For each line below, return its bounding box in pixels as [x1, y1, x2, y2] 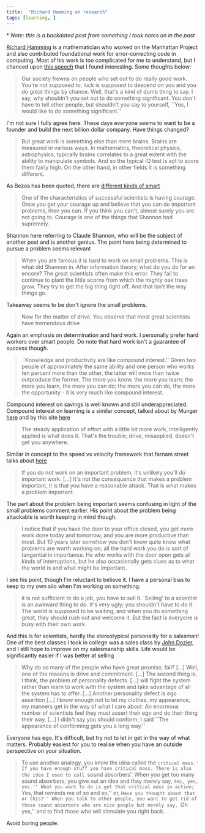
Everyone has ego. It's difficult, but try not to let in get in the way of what [6, 734, 190, 741]
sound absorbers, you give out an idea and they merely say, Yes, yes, [21, 777, 199, 785]
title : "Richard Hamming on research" [6, 9, 108, 15]
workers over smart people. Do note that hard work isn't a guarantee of [6, 337, 186, 345]
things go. [21, 289, 47, 296]
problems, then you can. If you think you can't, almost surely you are [21, 206, 195, 214]
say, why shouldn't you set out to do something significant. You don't [21, 94, 196, 102]
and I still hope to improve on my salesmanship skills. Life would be [6, 645, 176, 652]
